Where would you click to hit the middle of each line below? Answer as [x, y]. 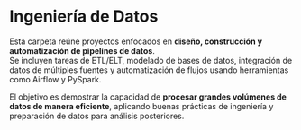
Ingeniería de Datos [84, 17]
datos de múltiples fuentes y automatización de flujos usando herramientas [149, 70]
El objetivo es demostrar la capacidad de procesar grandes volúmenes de [148, 97]
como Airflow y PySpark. [55, 79]
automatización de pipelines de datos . [82, 50]
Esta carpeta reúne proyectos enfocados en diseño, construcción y [136, 41]
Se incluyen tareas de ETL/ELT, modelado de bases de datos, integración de [151, 60]
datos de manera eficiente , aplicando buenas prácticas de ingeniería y [141, 106]
